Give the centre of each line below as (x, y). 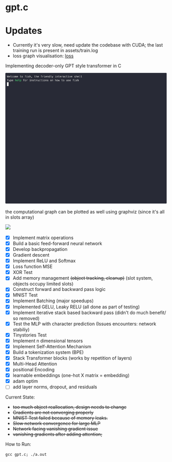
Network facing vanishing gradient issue (55, 429)
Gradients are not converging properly (53, 413)
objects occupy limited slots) (43, 284)
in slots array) (20, 217)
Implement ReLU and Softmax (44, 261)
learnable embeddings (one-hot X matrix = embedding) (71, 375)
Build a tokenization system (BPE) (48, 352)
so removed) (26, 318)
